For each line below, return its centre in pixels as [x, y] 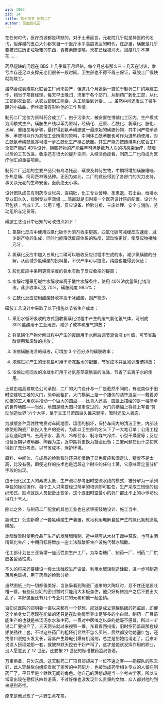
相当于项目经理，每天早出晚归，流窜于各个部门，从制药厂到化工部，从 [83, 95]
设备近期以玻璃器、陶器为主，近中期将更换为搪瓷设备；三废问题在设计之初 [79, 442]
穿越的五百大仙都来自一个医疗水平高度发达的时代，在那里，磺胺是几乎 [88, 44]
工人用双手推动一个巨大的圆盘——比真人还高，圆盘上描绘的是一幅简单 [88, 401]
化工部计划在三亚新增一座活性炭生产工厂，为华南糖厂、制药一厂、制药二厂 [79, 553]
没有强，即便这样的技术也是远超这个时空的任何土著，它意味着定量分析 [88, 464]
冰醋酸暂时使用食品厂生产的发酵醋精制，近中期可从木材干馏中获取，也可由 [79, 536]
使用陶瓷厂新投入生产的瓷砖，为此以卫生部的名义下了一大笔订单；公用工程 [83, 430]
